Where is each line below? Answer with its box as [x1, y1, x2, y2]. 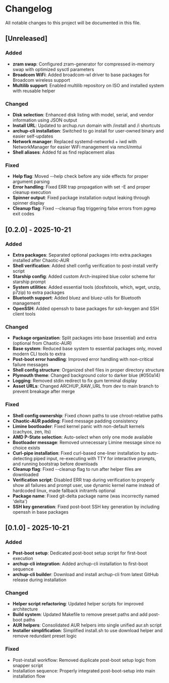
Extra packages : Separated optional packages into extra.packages [12, 252, 152, 258]
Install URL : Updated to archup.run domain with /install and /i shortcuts [12, 122, 160, 129]
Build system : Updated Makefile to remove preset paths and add [12, 611, 148, 617]
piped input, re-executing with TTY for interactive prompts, [33, 455, 156, 461]
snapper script [12, 662, 43, 668]
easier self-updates [12, 133, 53, 139]
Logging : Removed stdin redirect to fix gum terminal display [12, 378, 137, 384]
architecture [12, 606, 38, 612]
